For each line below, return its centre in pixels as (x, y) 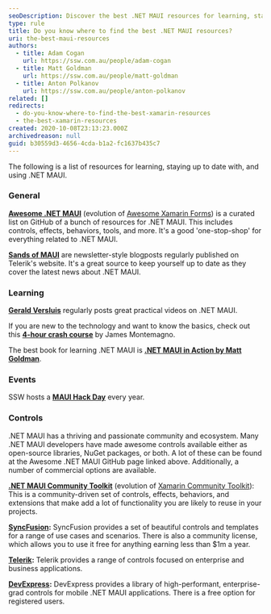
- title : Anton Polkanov (57, 83)
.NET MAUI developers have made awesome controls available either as (128, 444)
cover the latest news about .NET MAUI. (75, 272)
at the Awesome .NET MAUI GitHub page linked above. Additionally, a (124, 462)
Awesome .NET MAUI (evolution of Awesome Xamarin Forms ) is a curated (132, 213)
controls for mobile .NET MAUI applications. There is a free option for (140, 592)
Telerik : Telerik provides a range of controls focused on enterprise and (126, 560)
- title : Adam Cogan (50, 53)
